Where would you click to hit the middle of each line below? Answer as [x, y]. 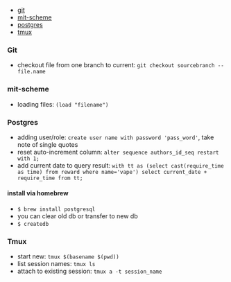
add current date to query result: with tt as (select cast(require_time [120, 165]
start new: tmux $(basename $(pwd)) [68, 256]
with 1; [28, 159]
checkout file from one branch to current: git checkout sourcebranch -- [120, 65]
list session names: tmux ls [56, 264]
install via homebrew [38, 193]
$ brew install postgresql [56, 210]
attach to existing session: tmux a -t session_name [89, 271]
